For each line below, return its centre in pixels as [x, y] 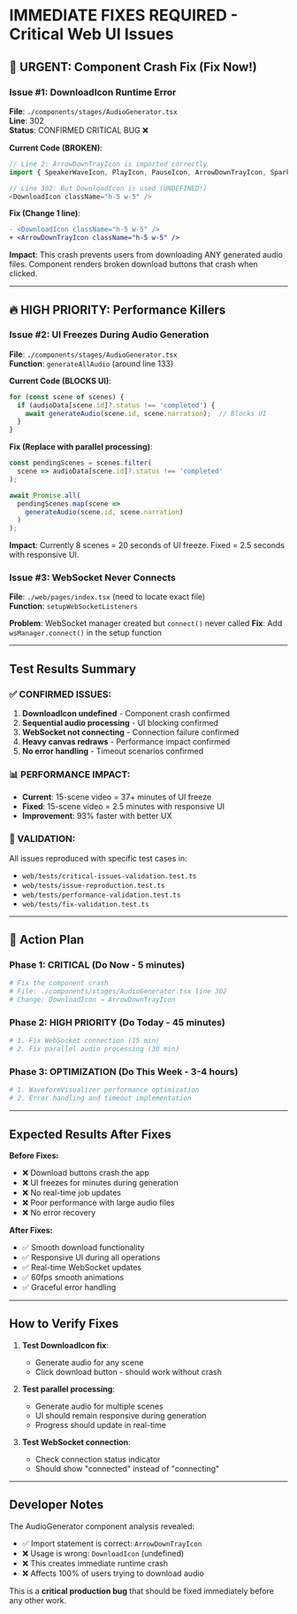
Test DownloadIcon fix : [65, 1345]
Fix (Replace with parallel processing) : [81, 447]
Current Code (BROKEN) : [56, 148]
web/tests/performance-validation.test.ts [101, 895]
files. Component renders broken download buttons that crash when [133, 264]
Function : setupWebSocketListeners [74, 606]
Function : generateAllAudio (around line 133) [91, 363]
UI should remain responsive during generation [121, 1415]
